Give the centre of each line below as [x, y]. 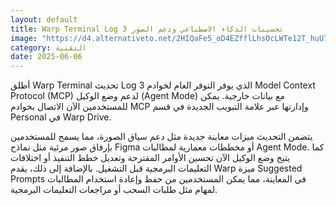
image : [24, 38]
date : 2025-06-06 [46, 57]
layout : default [44, 19]
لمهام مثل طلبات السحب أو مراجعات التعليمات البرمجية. [114, 190]
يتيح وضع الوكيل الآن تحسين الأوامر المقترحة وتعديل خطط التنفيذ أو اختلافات [150, 158]
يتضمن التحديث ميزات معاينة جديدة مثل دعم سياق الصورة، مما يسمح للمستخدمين [161, 137]
